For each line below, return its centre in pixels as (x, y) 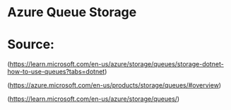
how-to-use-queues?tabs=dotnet (56, 72)
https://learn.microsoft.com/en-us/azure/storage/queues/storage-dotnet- (117, 64)
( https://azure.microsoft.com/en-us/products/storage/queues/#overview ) (114, 85)
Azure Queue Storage (72, 12)
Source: (31, 45)
